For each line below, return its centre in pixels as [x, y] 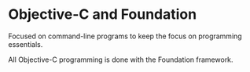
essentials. [26, 44]
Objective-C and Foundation [103, 14]
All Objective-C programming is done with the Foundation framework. [121, 59]
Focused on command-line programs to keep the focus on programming [125, 36]
